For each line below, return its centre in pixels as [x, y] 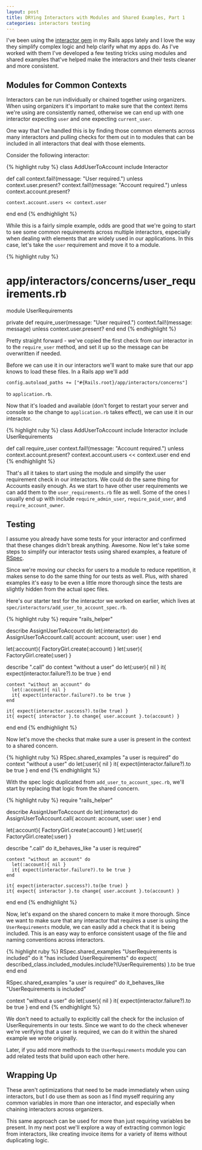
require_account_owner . [36, 505]
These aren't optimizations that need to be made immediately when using [98, 1089]
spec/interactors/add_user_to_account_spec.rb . [67, 607]
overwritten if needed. [34, 353]
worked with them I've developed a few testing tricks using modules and [96, 53]
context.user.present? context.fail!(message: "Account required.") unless [97, 185]
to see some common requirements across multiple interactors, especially [98, 232]
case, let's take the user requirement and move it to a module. [83, 245]
